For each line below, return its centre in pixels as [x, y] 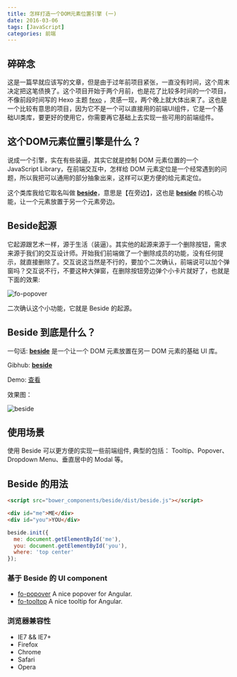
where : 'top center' [44, 552]
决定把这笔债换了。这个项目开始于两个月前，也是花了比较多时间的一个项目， [119, 91]
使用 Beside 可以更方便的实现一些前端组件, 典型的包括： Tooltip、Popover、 [118, 451]
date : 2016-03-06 [33, 20]
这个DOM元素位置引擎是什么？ [74, 142]
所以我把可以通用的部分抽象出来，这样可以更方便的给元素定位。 [112, 178]
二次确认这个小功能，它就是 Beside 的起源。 [72, 308]
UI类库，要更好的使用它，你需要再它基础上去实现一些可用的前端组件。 [115, 118]
